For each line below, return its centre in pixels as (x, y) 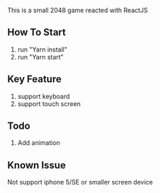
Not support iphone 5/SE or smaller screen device (80, 182)
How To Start (36, 32)
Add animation (39, 143)
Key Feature (34, 80)
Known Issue (36, 165)
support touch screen (49, 104)
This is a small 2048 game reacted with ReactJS (78, 10)
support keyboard (44, 96)
